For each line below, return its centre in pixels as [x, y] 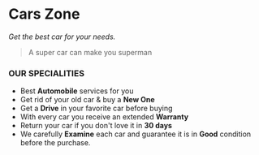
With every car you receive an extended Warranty [104, 117]
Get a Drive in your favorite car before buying [96, 108]
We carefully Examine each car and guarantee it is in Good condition [136, 134]
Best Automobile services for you [77, 91]
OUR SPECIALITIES [47, 73]
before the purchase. [55, 143]
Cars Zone [44, 14]
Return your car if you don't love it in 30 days [96, 126]
